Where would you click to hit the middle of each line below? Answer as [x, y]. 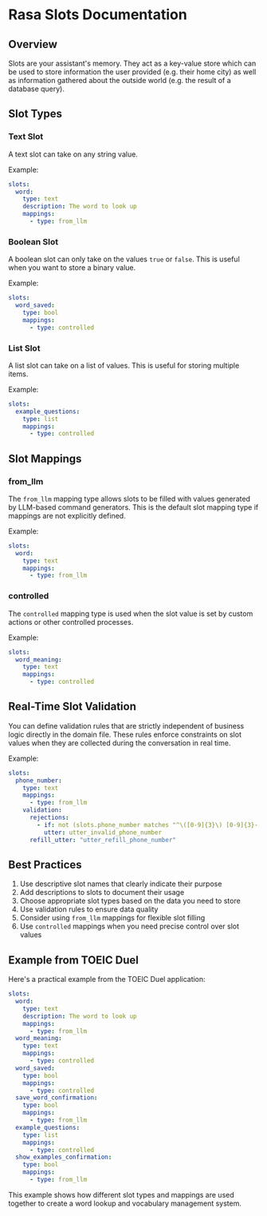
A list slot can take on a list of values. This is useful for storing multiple [124, 365]
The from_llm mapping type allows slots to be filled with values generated [130, 499]
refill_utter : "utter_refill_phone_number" [103, 840]
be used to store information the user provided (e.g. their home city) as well [132, 72]
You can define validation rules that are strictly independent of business [126, 725]
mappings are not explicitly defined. [67, 515]
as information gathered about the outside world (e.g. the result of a [120, 80]
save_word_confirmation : [57, 1098]
